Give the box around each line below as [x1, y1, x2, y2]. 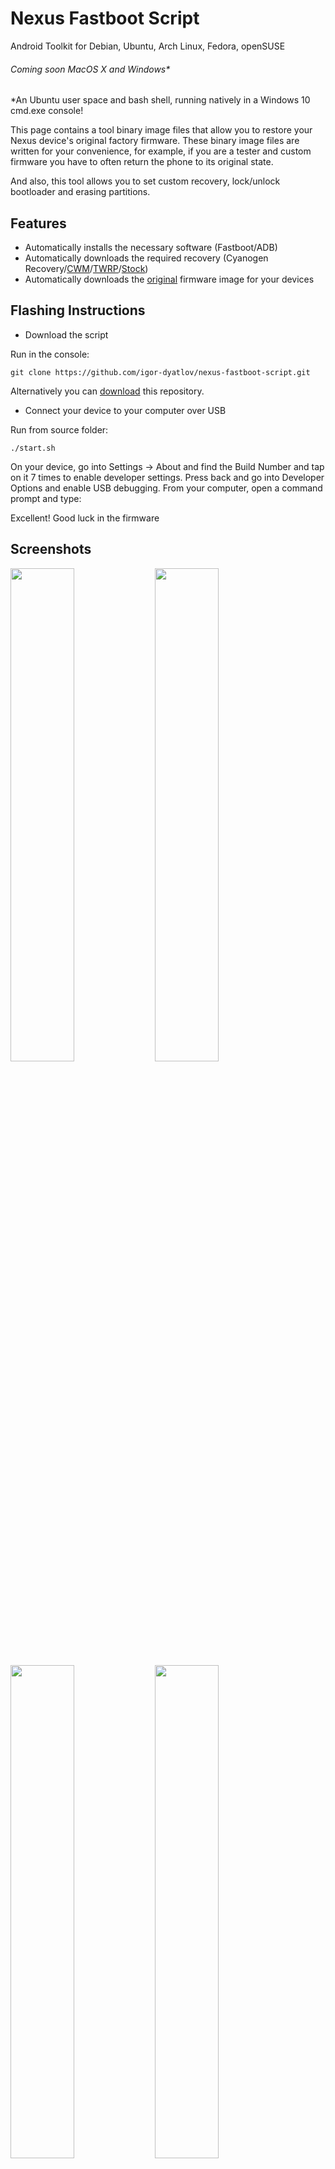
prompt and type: [10, 492, 82, 504]
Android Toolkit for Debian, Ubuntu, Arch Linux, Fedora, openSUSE [10, 40, 286, 52]
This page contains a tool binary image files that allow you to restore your [10, 124, 313, 136]
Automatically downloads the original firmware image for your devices [24, 273, 315, 285]
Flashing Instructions [10, 302, 146, 319]
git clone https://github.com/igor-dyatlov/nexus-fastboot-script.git [10, 367, 311, 377]
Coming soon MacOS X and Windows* [10, 63, 171, 75]
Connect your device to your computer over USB [24, 404, 227, 416]
